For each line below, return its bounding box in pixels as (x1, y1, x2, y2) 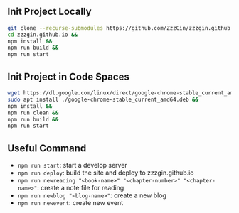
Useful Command (7, 142, 87, 154)
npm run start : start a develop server (17, 161, 128, 170)
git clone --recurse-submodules (7, 24, 103, 31)
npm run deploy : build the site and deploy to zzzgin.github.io (17, 168, 194, 177)
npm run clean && (7, 109, 59, 116)
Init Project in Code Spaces (7, 70, 129, 82)
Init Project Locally (7, 6, 92, 18)
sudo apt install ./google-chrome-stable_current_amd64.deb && (7, 96, 199, 103)
